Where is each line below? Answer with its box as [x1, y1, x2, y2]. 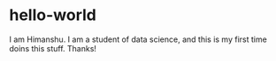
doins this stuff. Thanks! [9, 43, 97, 53]
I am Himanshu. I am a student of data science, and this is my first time [9, 34, 267, 44]
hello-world [9, 5, 97, 25]
